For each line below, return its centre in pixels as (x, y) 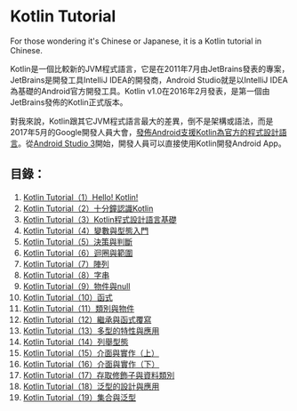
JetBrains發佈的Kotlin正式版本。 (69, 102)
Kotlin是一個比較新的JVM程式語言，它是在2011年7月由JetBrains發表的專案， (150, 68)
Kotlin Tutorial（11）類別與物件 (79, 308)
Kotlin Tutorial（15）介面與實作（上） (91, 352)
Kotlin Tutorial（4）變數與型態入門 (86, 230)
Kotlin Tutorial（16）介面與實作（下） (91, 364)
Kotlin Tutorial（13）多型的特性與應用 (91, 330)
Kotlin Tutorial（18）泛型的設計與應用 (91, 386)
